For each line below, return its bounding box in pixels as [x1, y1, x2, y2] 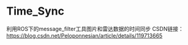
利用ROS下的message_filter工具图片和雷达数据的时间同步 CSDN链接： [6, 25, 184, 32]
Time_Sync [6, 4, 64, 18]
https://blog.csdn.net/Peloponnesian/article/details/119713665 [6, 32, 163, 39]
